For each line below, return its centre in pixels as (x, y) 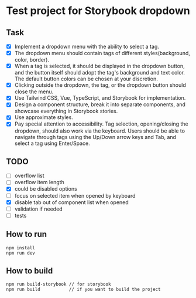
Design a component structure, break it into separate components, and (100, 104)
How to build (30, 271)
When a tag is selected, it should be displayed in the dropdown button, (100, 66)
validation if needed (38, 209)
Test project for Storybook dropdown (98, 11)
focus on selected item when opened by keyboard (75, 195)
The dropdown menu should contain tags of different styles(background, (102, 53)
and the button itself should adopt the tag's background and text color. (100, 73)
